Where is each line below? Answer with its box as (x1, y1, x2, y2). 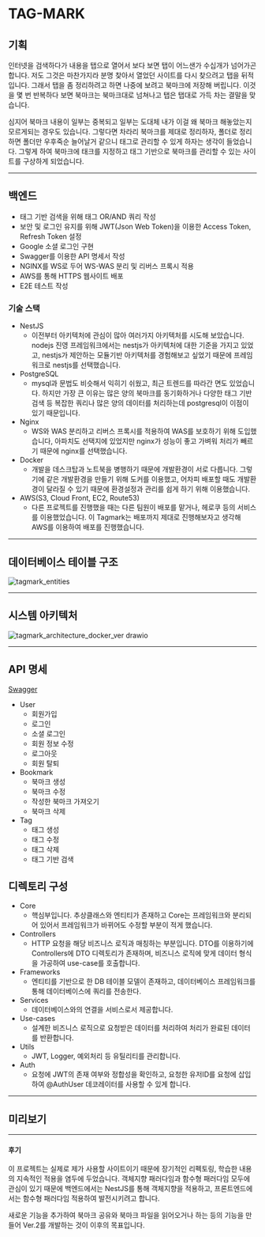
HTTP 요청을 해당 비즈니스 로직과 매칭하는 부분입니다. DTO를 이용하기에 (31, 939, 254, 948)
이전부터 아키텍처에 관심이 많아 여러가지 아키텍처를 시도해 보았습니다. (31, 331, 244, 340)
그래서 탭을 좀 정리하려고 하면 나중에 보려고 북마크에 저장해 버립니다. (31, 81, 242, 89)
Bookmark (19, 767, 54, 777)
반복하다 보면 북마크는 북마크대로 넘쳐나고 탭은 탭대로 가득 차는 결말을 (32, 90, 248, 100)
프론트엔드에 (214, 1184, 253, 1193)
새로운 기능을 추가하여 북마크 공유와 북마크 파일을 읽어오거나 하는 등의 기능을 (8, 1211, 244, 1220)
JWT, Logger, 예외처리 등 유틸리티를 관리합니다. (31, 1051, 181, 1061)
